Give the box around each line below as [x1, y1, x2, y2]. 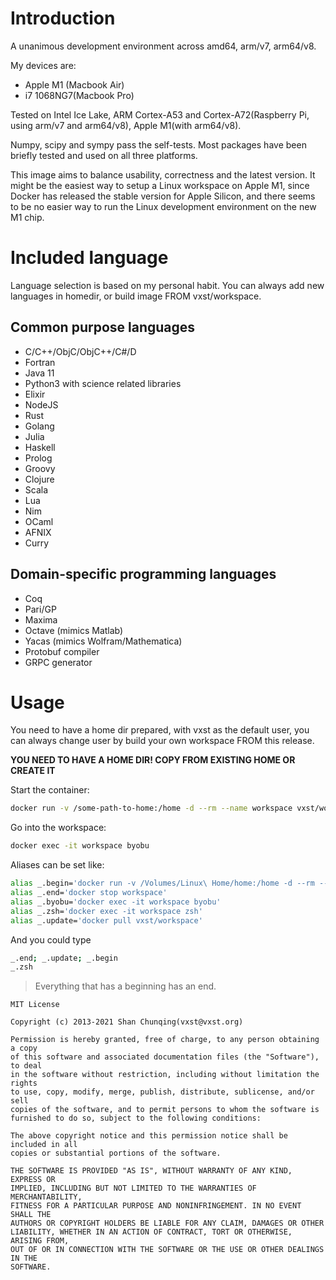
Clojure [24, 473, 55, 485]
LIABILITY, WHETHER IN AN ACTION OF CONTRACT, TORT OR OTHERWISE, [10, 1227, 293, 1237]
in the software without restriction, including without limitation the [10, 1070, 320, 1080]
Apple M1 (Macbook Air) [24, 78, 125, 91]
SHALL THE [10, 1210, 52, 1220]
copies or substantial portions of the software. [10, 1148, 222, 1159]
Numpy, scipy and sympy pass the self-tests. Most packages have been [10, 138, 307, 151]
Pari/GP [24, 603, 57, 615]
